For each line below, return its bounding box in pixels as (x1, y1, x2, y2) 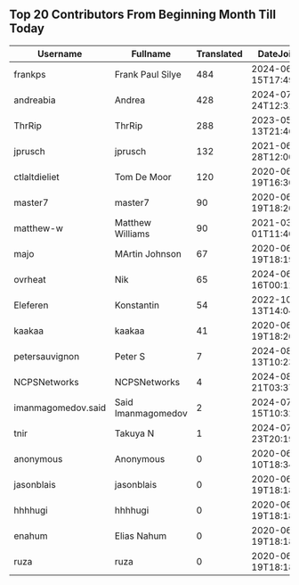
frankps (13, 68, 46, 80)
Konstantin (114, 299, 160, 311)
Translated (196, 47, 243, 60)
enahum (13, 530, 48, 542)
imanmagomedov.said (13, 401, 107, 414)
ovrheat (13, 273, 46, 285)
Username (36, 47, 83, 60)
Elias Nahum (114, 530, 167, 542)
